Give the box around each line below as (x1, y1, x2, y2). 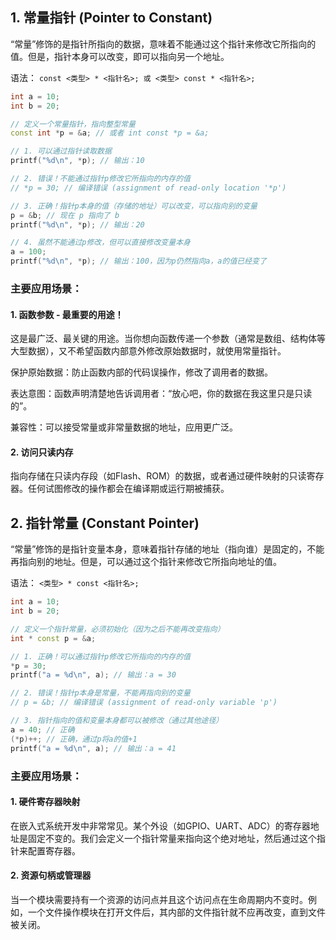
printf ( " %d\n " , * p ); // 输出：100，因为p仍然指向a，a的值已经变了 (10, 256, 267, 267)
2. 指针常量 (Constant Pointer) (10, 514, 200, 532)
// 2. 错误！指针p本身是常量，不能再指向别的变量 (10, 688, 191, 698)
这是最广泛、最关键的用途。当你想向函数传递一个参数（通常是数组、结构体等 (10, 333, 326, 345)
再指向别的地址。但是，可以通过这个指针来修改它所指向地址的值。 (10, 556, 282, 568)
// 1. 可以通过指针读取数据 (10, 146, 112, 157)
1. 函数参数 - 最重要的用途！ (10, 308, 124, 320)
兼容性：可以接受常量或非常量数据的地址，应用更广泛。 (10, 421, 238, 433)
